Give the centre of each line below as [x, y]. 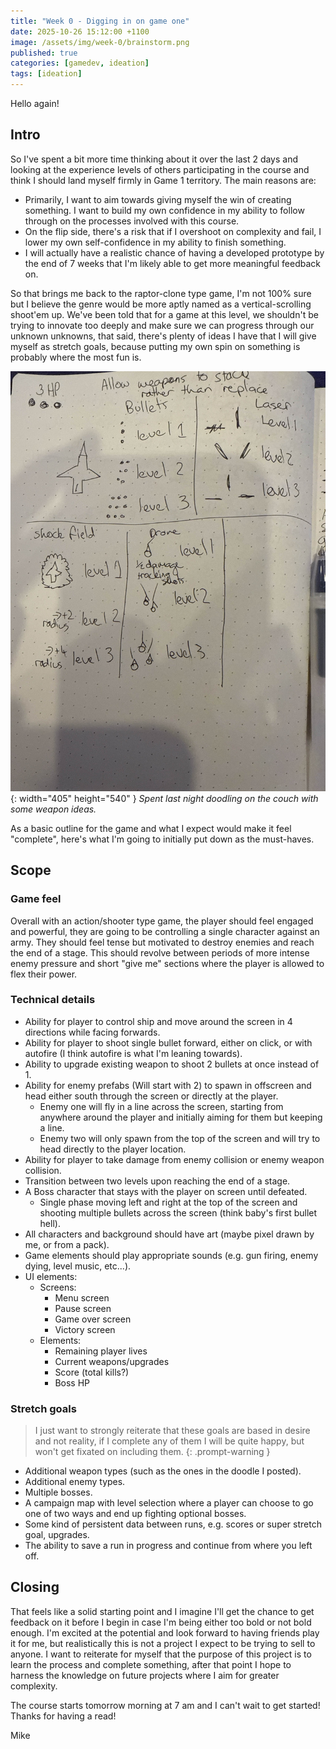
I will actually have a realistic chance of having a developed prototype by [174, 252]
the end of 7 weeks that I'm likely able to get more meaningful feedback [172, 263]
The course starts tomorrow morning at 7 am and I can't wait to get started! [165, 1705]
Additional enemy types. [75, 1482]
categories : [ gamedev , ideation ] [80, 63]
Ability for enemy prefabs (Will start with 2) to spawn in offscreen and [168, 1085]
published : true [44, 53]
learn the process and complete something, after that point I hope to [151, 1664]
